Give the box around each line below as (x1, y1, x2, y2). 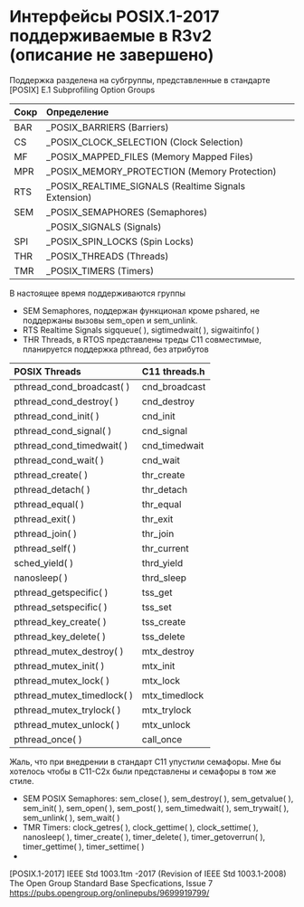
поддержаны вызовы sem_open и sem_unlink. (22, 315, 198, 326)
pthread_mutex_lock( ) (14, 674, 110, 686)
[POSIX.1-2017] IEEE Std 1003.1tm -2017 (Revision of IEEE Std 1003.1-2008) (9, 868, 287, 879)
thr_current (141, 542, 190, 554)
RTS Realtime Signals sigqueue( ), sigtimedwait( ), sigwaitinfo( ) (22, 324, 260, 335)
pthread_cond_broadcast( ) (14, 380, 130, 392)
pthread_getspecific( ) (14, 586, 109, 599)
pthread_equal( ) (14, 497, 85, 510)
